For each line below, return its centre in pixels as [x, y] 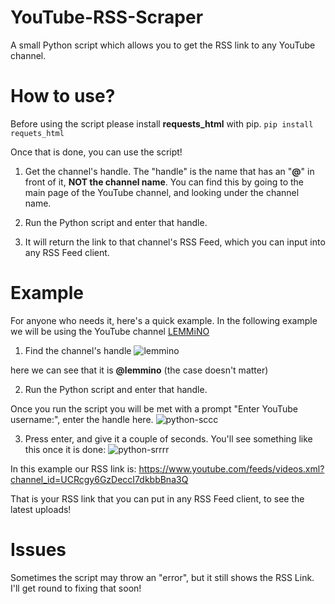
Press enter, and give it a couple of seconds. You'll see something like [168, 438]
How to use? [63, 96]
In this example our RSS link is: [73, 468]
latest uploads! [41, 509]
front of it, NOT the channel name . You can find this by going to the [164, 182]
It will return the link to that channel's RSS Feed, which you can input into [175, 242]
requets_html [37, 133]
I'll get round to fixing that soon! [76, 588]
